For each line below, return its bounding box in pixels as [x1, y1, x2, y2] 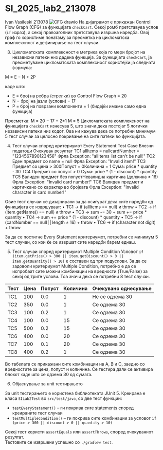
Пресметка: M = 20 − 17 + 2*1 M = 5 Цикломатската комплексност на [5, 118, 150, 124]
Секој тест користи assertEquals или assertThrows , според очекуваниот [5, 429, 154, 434]
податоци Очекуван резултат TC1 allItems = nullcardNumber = [12, 148, 140, 154]
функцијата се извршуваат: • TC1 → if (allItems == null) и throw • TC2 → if [5, 204, 156, 210]
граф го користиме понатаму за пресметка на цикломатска [5, 35, 130, 40]
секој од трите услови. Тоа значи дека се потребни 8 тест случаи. [12, 273, 150, 279]
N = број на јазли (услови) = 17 [12, 98, 76, 104]
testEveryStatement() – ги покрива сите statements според [12, 405, 134, 411]
